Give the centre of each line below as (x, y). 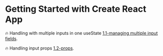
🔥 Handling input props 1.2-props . (40, 48)
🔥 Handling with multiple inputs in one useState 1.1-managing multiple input (81, 33)
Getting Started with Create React (76, 9)
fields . (12, 38)
